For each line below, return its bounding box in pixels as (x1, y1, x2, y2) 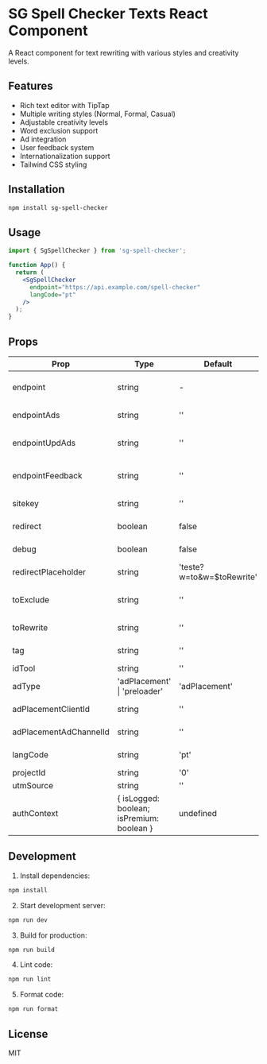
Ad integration (19, 134, 67, 144)
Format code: (19, 990, 64, 1000)
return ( (15, 269, 44, 277)
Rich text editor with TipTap (19, 100, 110, 110)
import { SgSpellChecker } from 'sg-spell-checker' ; (8, 247, 187, 255)
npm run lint (8, 975, 52, 984)
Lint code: (19, 960, 53, 969)
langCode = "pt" (29, 291, 77, 299)
